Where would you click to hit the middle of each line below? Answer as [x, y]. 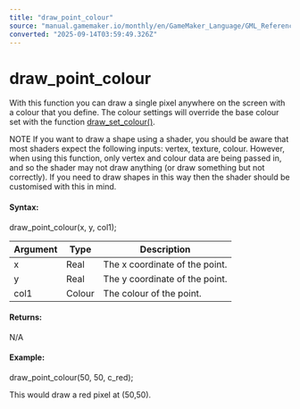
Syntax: [24, 207]
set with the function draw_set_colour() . [83, 122]
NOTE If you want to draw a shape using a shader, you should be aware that [149, 139]
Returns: [26, 317]
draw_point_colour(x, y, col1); [63, 227]
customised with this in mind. [63, 187]
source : [24, 26]
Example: [27, 357]
